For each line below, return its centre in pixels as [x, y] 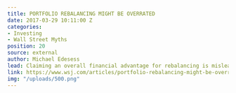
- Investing [25, 33]
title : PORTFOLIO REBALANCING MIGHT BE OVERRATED [81, 14]
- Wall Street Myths [38, 40]
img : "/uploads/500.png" [44, 79]
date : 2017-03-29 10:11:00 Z [50, 20]
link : [15, 72]
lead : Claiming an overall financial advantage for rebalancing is [108, 66]
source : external [33, 53]
